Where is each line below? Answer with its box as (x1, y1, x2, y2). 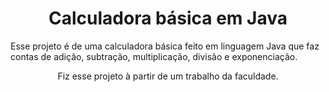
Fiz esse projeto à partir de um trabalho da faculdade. (57, 70, 279, 82)
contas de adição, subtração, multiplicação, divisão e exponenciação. (10, 50, 298, 62)
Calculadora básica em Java (48, 7, 288, 30)
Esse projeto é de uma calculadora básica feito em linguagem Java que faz (10, 40, 320, 52)
